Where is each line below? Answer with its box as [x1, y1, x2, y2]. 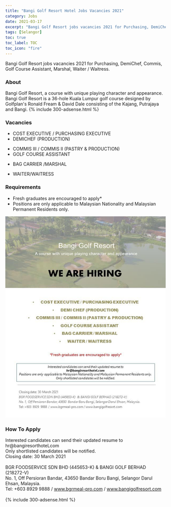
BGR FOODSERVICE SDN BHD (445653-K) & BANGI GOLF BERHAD [5, 464, 147, 470]
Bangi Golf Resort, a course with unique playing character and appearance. [5, 90, 163, 96]
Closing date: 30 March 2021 [5, 454, 66, 460]
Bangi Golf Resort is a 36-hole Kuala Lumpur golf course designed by [5, 96, 151, 102]
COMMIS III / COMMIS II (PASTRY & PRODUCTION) [12, 146, 120, 152]
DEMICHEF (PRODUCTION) [12, 136, 70, 142]
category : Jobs [5, 13, 38, 19]
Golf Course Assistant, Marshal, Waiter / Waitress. [5, 66, 110, 72]
